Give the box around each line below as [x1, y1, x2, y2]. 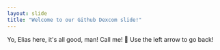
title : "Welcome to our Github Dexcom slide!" [7, 16, 142, 23]
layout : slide [7, 10, 48, 17]
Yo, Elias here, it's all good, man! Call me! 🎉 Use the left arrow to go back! [7, 35, 214, 43]
